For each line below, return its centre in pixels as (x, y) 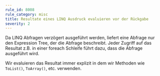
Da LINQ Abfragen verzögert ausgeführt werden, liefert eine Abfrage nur (80, 38)
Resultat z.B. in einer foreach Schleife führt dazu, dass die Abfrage (74, 48)
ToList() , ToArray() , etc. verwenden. (43, 69)
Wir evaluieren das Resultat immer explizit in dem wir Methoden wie (75, 63)
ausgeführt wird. (22, 54)
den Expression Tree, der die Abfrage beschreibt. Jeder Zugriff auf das (78, 43)
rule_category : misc (27, 14)
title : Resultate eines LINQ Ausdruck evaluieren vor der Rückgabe (77, 19)
